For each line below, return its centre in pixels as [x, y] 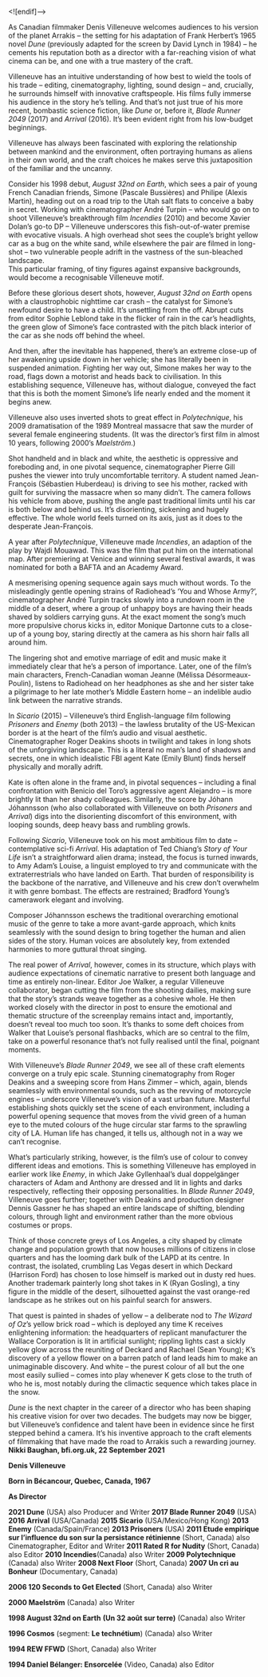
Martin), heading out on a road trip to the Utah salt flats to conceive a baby [131, 201]
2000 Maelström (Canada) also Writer [72, 1602]
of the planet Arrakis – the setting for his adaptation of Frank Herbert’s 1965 [132, 36]
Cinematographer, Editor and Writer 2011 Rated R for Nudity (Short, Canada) [134, 1546]
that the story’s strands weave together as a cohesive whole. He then [122, 998]
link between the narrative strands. [65, 700]
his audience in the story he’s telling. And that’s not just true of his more [126, 102]
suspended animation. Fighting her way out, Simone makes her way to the [130, 368]
